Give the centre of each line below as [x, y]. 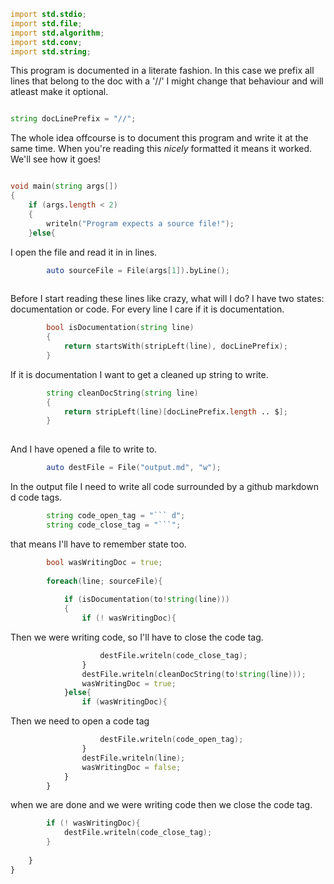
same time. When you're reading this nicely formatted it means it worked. [161, 149]
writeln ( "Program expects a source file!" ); [140, 223]
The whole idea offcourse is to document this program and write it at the [159, 138]
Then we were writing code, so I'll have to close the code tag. [137, 637]
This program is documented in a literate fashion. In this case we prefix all [162, 71]
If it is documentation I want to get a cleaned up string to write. [139, 374]
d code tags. [36, 497]
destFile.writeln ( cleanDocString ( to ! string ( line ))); [194, 674]
